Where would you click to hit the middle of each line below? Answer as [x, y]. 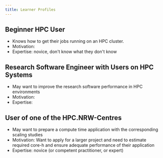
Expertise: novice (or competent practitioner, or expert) [68, 151]
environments [26, 92]
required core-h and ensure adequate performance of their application [83, 145]
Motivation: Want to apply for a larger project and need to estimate [79, 140]
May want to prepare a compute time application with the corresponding [85, 130]
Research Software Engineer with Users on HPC [80, 67]
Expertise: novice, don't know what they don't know [64, 52]
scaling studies [27, 135]
